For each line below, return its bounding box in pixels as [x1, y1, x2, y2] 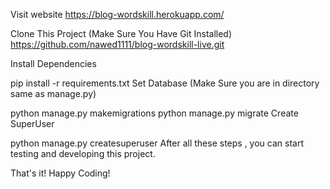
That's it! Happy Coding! [10, 167, 111, 179]
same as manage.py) [10, 88, 97, 99]
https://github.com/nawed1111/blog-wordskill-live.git [10, 39, 225, 50]
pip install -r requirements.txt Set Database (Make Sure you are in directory [10, 77, 320, 89]
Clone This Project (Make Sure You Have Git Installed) [10, 28, 233, 39]
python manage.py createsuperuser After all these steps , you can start [10, 137, 304, 149]
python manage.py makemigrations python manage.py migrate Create [10, 107, 299, 119]
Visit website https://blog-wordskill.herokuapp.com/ [10, 9, 225, 20]
